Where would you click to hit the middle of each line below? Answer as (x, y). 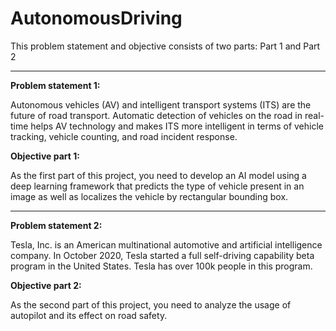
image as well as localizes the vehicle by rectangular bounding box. (149, 196)
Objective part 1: (45, 156)
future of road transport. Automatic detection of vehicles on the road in (156, 115)
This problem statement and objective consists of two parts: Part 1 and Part (165, 46)
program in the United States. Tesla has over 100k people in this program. (161, 266)
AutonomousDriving (96, 18)
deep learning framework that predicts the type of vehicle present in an (157, 186)
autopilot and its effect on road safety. (89, 315)
